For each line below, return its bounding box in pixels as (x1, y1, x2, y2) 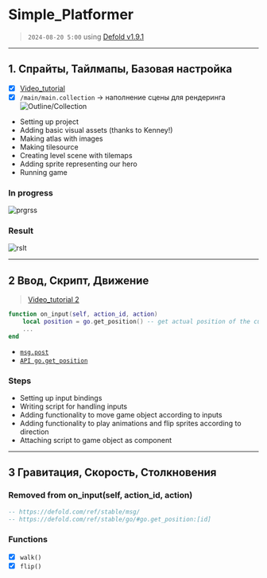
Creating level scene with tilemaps (19, 150, 133, 160)
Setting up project (19, 117, 79, 126)
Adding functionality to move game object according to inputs (19, 410, 222, 420)
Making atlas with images (19, 134, 103, 143)
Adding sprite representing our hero (19, 159, 137, 169)
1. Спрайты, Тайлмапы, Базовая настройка (8, 62, 233, 76)
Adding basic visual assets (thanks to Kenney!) (19, 125, 173, 134)
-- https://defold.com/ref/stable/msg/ (8, 507, 141, 516)
